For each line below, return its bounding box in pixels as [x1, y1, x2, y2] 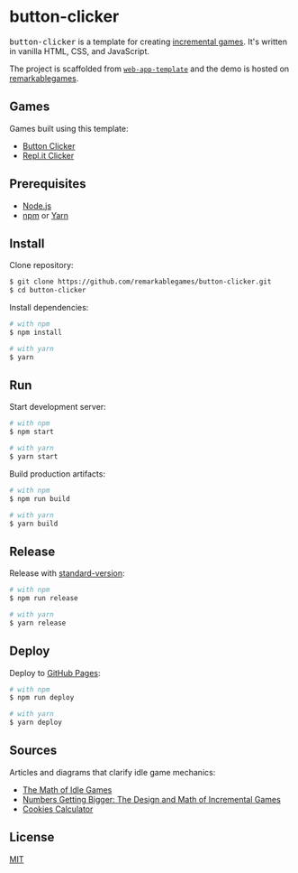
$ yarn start [9, 452, 59, 461]
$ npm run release [9, 594, 78, 603]
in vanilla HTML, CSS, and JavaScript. [9, 45, 150, 56]
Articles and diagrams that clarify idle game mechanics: [9, 766, 216, 777]
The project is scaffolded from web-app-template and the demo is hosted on [9, 63, 290, 74]
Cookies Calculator [22, 803, 94, 814]
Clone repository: [9, 260, 74, 271]
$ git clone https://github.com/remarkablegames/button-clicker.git [9, 277, 272, 286]
